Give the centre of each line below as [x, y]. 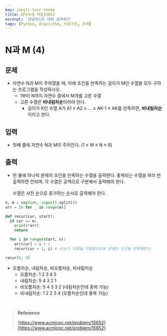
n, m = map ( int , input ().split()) [41, 203]
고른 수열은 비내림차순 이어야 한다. [53, 102]
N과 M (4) [25, 50]
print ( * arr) [27, 226]
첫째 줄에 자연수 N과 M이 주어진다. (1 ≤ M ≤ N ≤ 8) [62, 145]
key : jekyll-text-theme [30, 10]
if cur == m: [23, 221]
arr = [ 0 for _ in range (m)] [36, 207]
